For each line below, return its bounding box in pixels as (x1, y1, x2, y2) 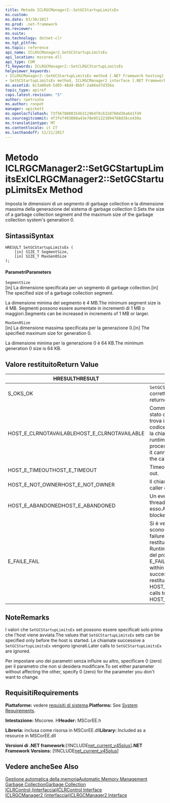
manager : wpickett (5, 106, 44, 111)
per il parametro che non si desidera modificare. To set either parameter (5, 663, 154, 669)
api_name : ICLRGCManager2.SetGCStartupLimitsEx (5, 50, 108, 55)
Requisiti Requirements (5, 689, 79, 697)
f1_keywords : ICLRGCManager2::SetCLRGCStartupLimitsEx (5, 64, 123, 69)
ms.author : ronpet (5, 102, 44, 107)
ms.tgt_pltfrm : (5, 41, 37, 46)
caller (149, 484, 163, 491)
